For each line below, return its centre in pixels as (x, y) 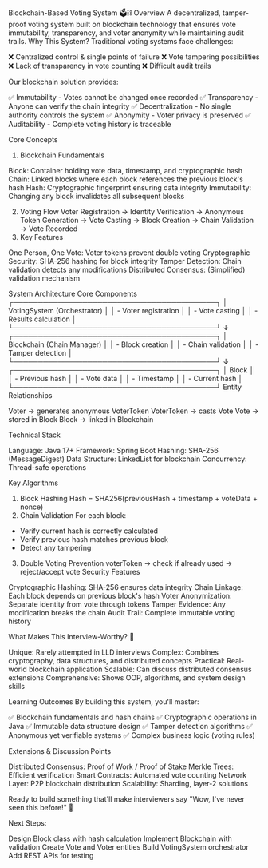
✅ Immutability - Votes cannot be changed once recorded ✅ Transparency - (134, 97)
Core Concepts (33, 139)
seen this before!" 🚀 (41, 808)
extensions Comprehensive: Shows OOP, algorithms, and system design (127, 678)
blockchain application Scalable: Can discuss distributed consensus (140, 669)
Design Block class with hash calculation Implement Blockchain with (120, 838)
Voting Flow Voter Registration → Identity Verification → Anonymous (132, 211)
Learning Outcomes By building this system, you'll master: (104, 702)
